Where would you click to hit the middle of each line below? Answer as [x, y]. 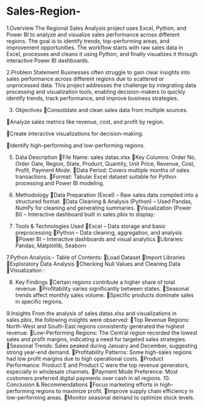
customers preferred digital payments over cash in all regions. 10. [88, 378]
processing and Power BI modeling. [60, 183]
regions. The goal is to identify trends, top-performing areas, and [88, 41]
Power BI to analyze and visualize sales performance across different [93, 34]
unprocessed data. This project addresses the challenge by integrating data [101, 85]
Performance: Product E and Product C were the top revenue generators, [98, 365]
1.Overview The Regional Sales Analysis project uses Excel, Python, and [97, 28]
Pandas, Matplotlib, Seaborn [51, 246]
